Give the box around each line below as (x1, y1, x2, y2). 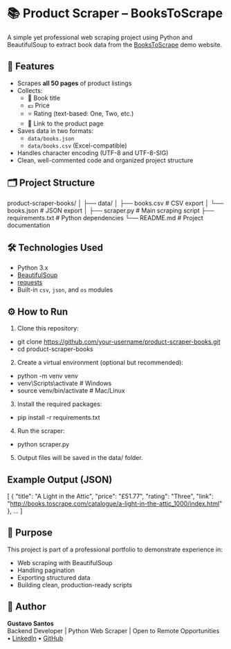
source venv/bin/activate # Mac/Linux (17, 386, 126, 395)
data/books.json (27, 135, 75, 142)
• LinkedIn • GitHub (7, 634, 64, 642)
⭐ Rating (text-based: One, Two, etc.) (27, 109, 134, 118)
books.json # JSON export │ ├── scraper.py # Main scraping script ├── (7, 206, 214, 215)
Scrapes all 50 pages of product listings (17, 79, 132, 87)
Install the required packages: (17, 400, 102, 409)
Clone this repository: (17, 324, 79, 332)
